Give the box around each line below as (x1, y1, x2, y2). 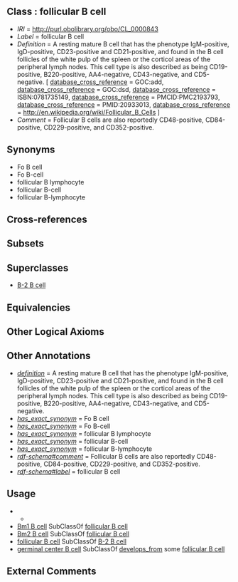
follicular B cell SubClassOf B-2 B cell (16, 537, 127, 546)
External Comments (6, 566, 97, 578)
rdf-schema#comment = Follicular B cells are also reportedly (16, 452, 195, 460)
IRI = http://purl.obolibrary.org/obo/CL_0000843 (16, 24, 159, 33)
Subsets (6, 238, 44, 250)
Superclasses (6, 261, 69, 274)
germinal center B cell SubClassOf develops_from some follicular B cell (16, 544, 225, 553)
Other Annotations (6, 350, 91, 362)
